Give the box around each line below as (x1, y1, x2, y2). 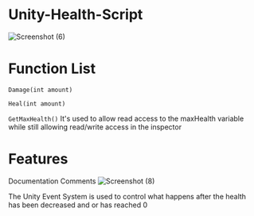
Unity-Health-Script (8, 6, 143, 24)
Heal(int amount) (8, 99, 66, 108)
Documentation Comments (8, 176, 96, 186)
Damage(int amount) (8, 86, 73, 94)
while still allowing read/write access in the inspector (8, 121, 182, 132)
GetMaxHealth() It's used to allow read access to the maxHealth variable (8, 114, 244, 123)
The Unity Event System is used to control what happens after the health (8, 191, 247, 201)
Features (8, 150, 68, 168)
